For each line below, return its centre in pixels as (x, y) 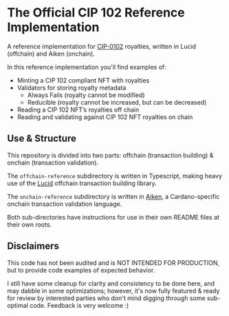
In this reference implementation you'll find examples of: (87, 67)
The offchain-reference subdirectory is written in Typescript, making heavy (115, 176)
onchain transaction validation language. (65, 204)
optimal (18, 305)
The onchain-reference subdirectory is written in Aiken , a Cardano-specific (113, 196)
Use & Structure (42, 139)
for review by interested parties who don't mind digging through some (106, 298)
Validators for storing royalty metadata (72, 87)
